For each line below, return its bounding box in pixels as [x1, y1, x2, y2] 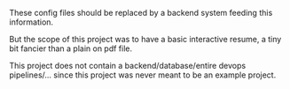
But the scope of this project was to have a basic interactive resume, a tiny [9, 34, 282, 44]
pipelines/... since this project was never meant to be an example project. [9, 70, 277, 80]
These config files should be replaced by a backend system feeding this [9, 8, 273, 18]
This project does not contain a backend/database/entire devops [9, 61, 247, 70]
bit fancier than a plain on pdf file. [9, 43, 133, 54]
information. [9, 17, 54, 27]
